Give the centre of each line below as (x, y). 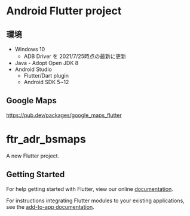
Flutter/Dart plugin (46, 75)
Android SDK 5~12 (46, 82)
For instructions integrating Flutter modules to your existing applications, (96, 200)
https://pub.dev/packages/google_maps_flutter (64, 115)
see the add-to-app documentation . (50, 206)
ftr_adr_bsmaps (46, 139)
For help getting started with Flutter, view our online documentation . (90, 189)
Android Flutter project (64, 11)
